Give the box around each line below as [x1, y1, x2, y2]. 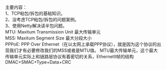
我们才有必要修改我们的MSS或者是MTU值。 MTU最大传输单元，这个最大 [9, 47, 158, 53]
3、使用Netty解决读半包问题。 [5, 23, 67, 29]
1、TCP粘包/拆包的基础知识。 [5, 10, 66, 16]
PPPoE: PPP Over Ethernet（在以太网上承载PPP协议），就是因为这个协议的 [5, 41, 157, 47]
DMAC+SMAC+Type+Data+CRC [5, 59, 71, 65]
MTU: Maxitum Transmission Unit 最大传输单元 [5, 29, 101, 35]
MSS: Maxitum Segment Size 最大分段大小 [5, 35, 92, 41]
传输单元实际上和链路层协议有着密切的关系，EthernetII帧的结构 [5, 54, 134, 59]
